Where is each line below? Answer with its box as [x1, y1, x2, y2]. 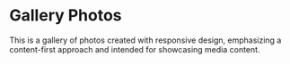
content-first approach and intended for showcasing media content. [9, 44, 260, 54]
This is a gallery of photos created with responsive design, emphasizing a [9, 35, 282, 45]
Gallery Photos [9, 5, 123, 26]
